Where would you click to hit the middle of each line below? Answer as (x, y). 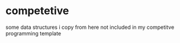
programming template (33, 33)
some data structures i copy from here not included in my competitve (90, 27)
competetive (37, 11)
